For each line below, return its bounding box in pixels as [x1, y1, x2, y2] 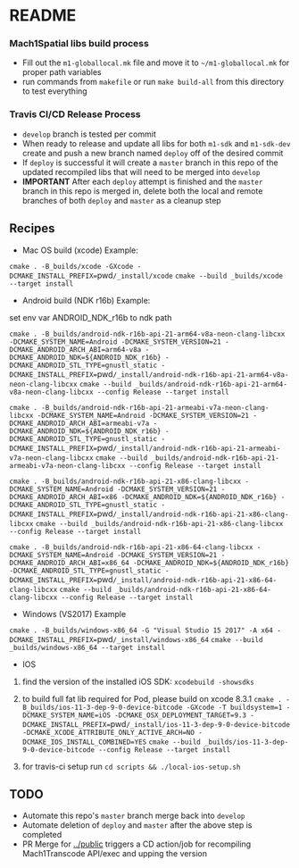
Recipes [9, 221, 55, 237]
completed [21, 830, 62, 840]
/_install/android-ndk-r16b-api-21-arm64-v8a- [112, 370, 289, 380]
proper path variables [21, 67, 102, 78]
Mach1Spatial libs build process [9, 38, 149, 50]
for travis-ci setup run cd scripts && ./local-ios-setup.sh [21, 761, 241, 772]
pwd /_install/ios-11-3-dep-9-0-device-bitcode [110, 718, 290, 729]
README [9, 5, 77, 26]
